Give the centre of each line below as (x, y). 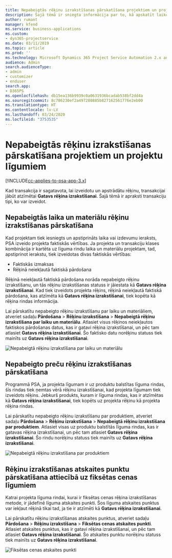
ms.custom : (17, 34)
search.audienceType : (28, 67)
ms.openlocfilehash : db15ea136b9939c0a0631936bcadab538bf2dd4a (74, 96)
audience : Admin (23, 62)
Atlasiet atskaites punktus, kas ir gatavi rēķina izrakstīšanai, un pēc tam (80, 529)
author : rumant (21, 19)
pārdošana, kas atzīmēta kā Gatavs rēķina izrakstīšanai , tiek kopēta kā (81, 296)
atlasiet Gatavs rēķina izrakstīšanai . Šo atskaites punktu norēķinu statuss (83, 534)
